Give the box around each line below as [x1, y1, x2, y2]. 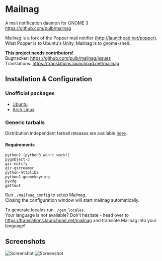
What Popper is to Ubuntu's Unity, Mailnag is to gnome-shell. [5, 40, 131, 46]
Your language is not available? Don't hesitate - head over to [5, 212, 129, 218]
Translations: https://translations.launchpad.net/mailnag [5, 60, 120, 66]
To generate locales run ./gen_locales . [5, 207, 85, 213]
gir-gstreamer [5, 166, 35, 171]
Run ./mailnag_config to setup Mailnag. [5, 192, 87, 198]
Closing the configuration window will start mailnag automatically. [5, 197, 140, 203]
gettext [5, 183, 21, 188]
